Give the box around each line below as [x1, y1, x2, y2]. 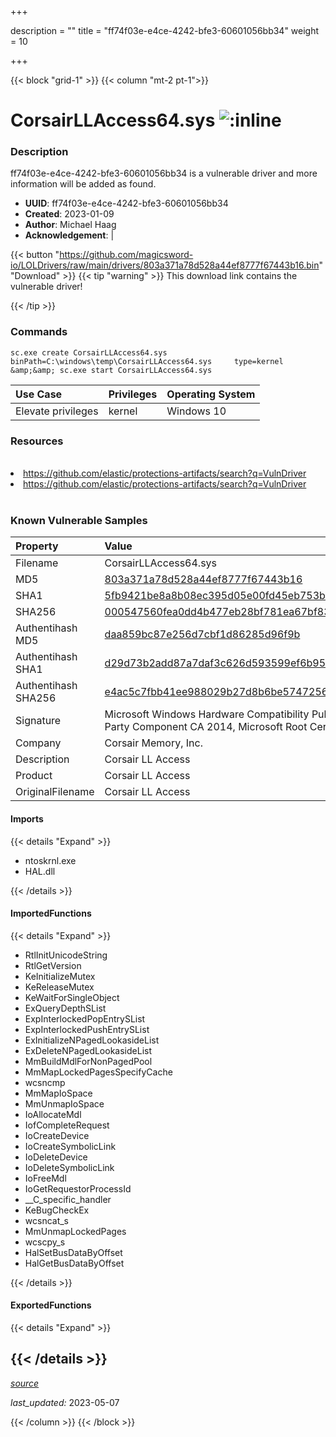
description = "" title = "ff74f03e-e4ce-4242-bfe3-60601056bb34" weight [10, 25, 320, 36]
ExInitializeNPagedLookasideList [24, 1034, 160, 1046]
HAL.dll [24, 865, 56, 877]
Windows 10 [166, 404, 227, 418]
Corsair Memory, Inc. [104, 736, 203, 750]
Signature [15, 714, 62, 728]
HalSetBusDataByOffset [24, 1246, 123, 1258]
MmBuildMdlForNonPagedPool [24, 1055, 153, 1067]
